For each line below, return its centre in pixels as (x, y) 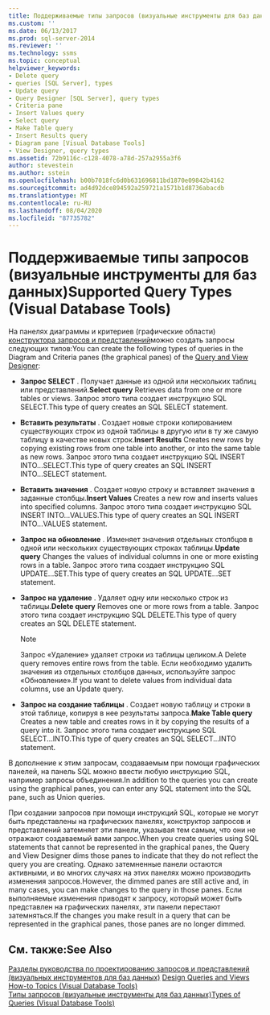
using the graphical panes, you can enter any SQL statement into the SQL (130, 789)
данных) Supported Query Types (121, 292)
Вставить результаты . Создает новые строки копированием (126, 423)
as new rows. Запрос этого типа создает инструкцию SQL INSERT (133, 457)
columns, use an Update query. (72, 689)
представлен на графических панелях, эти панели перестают (115, 907)
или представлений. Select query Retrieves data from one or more (131, 390)
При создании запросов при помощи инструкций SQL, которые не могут (133, 813)
